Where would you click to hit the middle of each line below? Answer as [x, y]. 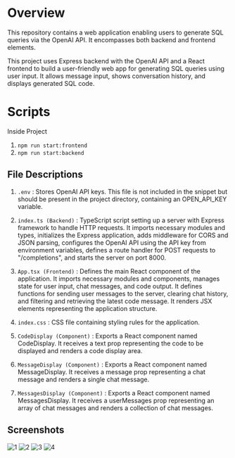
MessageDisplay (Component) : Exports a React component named [112, 364]
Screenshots [36, 430]
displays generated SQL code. [51, 83]
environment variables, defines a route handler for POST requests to [116, 250]
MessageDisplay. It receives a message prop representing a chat [112, 371]
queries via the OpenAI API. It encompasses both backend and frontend [112, 39]
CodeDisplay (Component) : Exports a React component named [107, 336]
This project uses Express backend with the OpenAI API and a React [106, 61]
